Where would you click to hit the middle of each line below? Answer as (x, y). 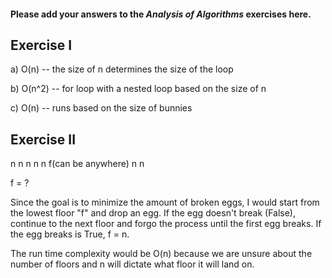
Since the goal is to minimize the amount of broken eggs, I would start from (165, 202)
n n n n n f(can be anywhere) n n (77, 164)
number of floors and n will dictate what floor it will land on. (132, 264)
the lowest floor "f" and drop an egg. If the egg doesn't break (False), (153, 213)
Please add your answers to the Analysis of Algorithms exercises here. (161, 14)
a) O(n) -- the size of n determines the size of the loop (122, 69)
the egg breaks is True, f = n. (70, 234)
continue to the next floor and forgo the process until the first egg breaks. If (166, 224)
